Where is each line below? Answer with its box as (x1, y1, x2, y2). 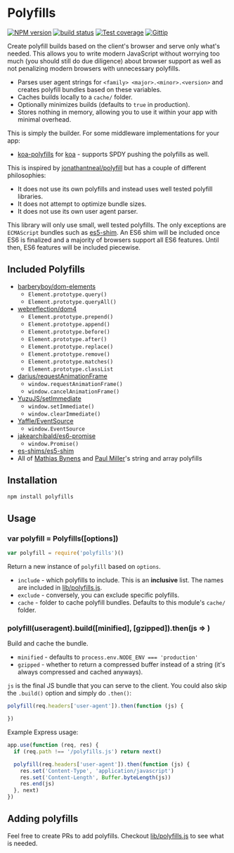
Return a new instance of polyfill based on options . (7, 563, 161, 570)
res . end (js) (20, 781, 55, 788)
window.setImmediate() (27, 403, 95, 410)
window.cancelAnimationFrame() (27, 388, 120, 395)
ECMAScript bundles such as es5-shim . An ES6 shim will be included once (7, 228, 220, 236)
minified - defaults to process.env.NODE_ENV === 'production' (17, 653, 199, 662)
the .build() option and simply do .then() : (7, 689, 132, 698)
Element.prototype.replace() (27, 343, 114, 350)
